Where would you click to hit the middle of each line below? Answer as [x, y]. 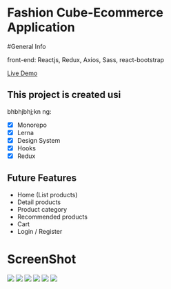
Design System [39, 140]
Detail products [39, 202]
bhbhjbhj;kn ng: [29, 111]
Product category [42, 209]
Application [41, 27]
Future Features [42, 178]
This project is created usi [64, 95]
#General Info [27, 46]
